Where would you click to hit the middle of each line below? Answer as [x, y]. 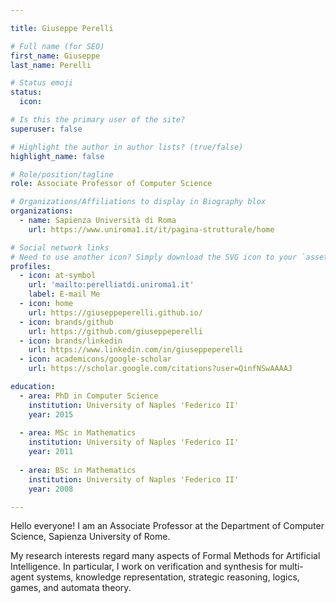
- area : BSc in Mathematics [78, 470]
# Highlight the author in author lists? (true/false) [127, 147]
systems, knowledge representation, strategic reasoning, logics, [168, 577]
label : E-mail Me [64, 294]
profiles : [31, 266]
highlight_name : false [57, 156]
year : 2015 [51, 414]
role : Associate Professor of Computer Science [111, 184]
